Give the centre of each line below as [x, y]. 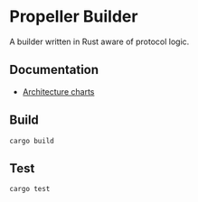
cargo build [32, 141]
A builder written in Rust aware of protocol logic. [99, 41]
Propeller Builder [74, 17]
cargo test [30, 189]
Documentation [54, 70]
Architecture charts [58, 91]
